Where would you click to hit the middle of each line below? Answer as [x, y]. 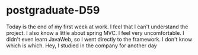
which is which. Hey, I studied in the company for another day [82, 46]
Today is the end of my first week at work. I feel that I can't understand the [97, 27]
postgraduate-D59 [53, 10]
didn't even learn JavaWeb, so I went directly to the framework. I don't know [99, 39]
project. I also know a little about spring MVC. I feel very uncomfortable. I [95, 33]
